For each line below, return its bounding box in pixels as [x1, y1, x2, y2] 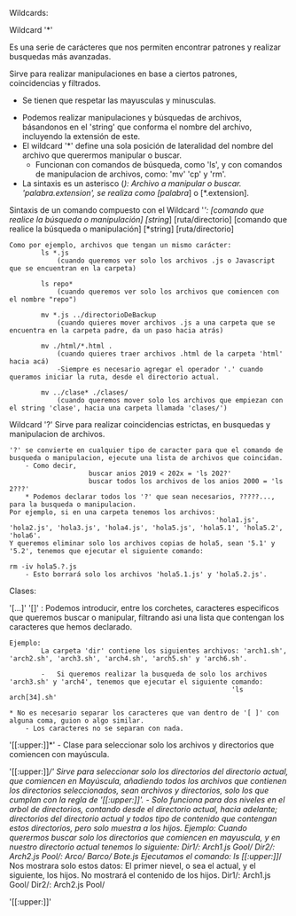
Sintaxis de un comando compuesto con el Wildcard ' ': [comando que [9, 205, 264, 215]
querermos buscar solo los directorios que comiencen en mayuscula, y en [9, 833, 281, 842]
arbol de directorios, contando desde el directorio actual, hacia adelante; [9, 804, 277, 814]
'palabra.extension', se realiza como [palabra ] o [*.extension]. [21, 188, 250, 198]
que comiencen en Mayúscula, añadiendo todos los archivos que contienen [9, 776, 287, 786]
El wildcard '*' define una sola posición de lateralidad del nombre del [21, 141, 274, 151]
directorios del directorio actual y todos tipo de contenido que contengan [9, 813, 277, 824]
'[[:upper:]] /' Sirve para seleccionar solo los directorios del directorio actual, [9, 766, 289, 777]
